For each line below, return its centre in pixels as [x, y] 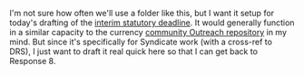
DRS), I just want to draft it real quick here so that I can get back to [134, 52]
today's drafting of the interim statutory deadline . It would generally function [152, 23]
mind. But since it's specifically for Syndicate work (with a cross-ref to [141, 42]
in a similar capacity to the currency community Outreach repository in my [148, 32]
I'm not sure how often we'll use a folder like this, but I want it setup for [142, 13]
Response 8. [33, 61]
